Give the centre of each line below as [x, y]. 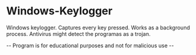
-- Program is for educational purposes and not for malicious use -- [90, 45]
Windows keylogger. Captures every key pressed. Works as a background [98, 27]
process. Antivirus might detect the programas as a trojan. [78, 33]
